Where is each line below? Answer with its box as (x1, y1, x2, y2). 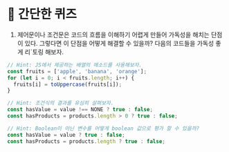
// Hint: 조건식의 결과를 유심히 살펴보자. (7, 99, 114, 107)
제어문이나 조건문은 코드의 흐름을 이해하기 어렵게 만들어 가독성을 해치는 (17, 30, 210, 39)
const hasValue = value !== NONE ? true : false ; (7, 106, 154, 113)
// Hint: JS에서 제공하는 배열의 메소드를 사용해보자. (7, 61, 143, 68)
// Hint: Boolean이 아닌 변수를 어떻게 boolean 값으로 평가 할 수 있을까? (7, 125, 200, 132)
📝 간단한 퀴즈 (7, 6, 77, 22)
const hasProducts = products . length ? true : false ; (7, 137, 166, 145)
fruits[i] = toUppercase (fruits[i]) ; (13, 81, 122, 88)
